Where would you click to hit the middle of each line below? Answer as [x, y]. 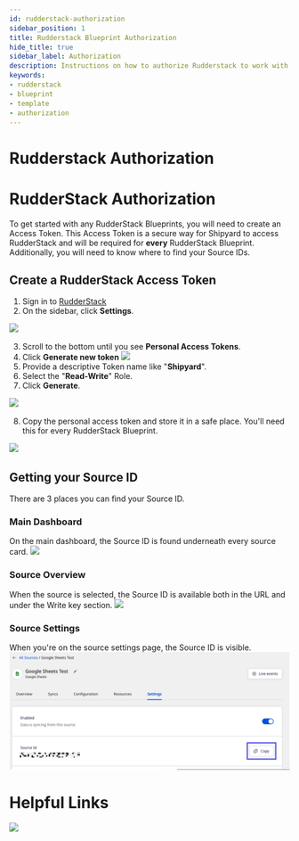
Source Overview [48, 575]
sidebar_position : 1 [48, 28]
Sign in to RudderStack [64, 301]
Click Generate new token [71, 358]
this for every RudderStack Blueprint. [90, 431]
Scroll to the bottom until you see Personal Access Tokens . [131, 347]
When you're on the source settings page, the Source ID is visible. [130, 647]
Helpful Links [59, 802]
